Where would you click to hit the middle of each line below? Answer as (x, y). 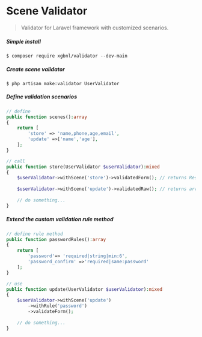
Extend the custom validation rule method (60, 219)
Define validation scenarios (41, 97)
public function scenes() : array (47, 117)
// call (16, 161)
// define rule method (35, 234)
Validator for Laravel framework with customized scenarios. (95, 28)
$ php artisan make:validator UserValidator (63, 83)
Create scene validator (35, 69)
